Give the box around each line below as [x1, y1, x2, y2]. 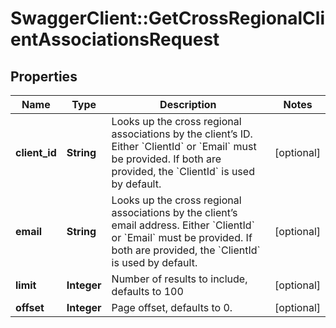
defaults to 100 [111, 285, 184, 298]
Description [159, 98, 217, 111]
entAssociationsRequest [10, 28, 220, 51]
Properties [10, 68, 78, 85]
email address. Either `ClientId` [111, 218, 255, 232]
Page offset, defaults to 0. [111, 301, 233, 314]
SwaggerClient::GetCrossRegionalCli [10, 7, 326, 30]
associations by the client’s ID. [111, 127, 253, 141]
